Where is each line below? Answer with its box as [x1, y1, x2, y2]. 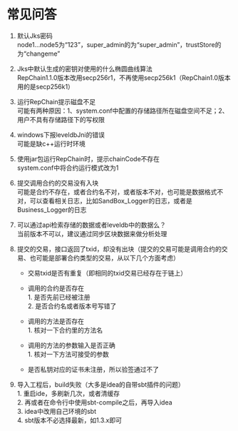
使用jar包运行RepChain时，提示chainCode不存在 [16, 154, 160, 163]
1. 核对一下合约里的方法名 [27, 325, 103, 334]
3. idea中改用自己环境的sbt [16, 407, 97, 415]
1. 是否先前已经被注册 [27, 293, 90, 301]
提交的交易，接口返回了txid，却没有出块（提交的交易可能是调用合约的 [16, 244, 222, 253]
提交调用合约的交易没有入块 [16, 178, 99, 187]
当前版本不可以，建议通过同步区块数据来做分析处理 [16, 229, 167, 238]
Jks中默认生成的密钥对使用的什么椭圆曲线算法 [16, 64, 152, 73]
